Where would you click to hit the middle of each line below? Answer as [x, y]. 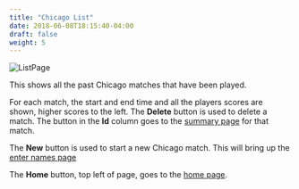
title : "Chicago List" [51, 17]
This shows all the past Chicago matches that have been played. [128, 85]
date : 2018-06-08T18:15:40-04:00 [72, 26]
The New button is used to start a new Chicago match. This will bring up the [149, 148]
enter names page [43, 158]
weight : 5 [28, 42]
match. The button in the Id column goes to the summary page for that [139, 121]
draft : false [34, 34]
